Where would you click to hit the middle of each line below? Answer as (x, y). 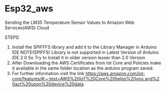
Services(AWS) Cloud (27, 27)
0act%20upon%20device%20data (48, 84)
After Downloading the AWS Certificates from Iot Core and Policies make (86, 63)
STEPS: (12, 37)
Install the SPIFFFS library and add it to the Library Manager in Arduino (84, 47)
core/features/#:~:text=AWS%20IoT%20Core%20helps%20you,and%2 (86, 79)
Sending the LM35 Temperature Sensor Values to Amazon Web (70, 22)
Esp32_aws (29, 9)
